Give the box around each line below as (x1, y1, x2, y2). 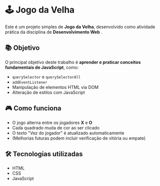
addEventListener (12, 80, 48, 85)
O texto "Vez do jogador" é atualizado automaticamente (12, 130, 124, 136)
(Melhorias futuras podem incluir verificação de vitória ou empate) (12, 135, 146, 141)
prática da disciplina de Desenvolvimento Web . (5, 29, 102, 35)
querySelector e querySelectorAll (12, 74, 81, 80)
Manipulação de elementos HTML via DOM (12, 84, 99, 90)
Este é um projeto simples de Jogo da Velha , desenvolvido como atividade (5, 23, 155, 30)
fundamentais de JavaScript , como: (5, 64, 79, 70)
